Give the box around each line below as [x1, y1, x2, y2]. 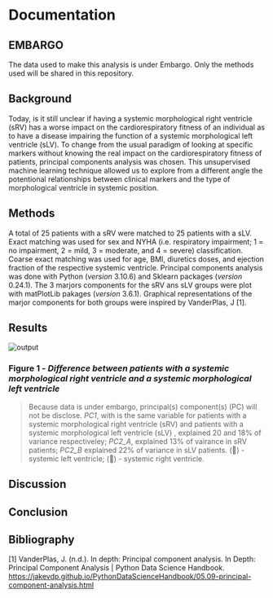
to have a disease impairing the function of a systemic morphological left [8, 130, 253, 140]
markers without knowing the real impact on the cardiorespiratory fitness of [8, 148, 262, 158]
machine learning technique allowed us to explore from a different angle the [8, 165, 263, 175]
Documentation [8, 6, 117, 24]
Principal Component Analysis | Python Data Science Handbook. [8, 563, 226, 573]
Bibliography [8, 532, 75, 547]
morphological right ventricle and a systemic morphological [8, 373, 252, 385]
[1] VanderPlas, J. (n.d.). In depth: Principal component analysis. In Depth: [8, 554, 256, 564]
